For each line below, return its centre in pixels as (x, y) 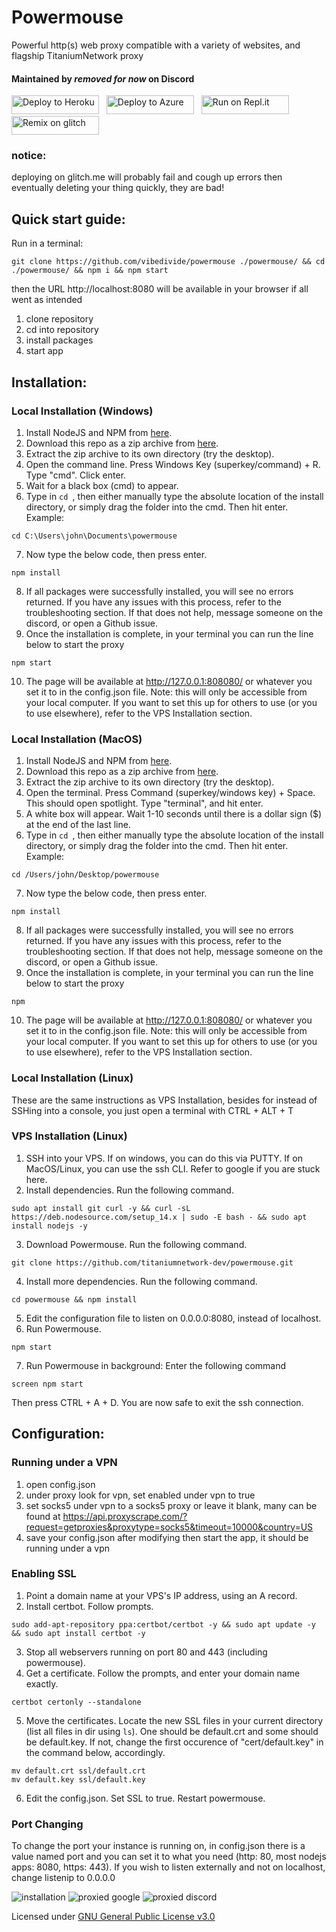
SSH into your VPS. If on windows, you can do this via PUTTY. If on (164, 1158)
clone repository (59, 319)
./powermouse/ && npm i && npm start (90, 271)
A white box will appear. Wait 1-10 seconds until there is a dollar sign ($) (174, 814)
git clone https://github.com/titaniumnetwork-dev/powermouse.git (152, 1262)
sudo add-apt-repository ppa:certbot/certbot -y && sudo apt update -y (163, 1624)
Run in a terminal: (47, 243)
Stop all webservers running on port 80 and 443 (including (146, 1652)
